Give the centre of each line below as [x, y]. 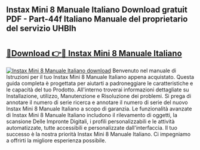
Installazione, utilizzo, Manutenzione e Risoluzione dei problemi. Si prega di [99, 96]
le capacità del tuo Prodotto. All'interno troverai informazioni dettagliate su [98, 90]
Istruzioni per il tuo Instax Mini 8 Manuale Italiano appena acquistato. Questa [100, 77]
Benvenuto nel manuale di [144, 71]
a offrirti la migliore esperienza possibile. [56, 140]
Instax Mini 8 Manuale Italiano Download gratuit [97, 10]
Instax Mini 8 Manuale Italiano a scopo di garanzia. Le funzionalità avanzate [99, 109]
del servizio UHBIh [41, 28]
